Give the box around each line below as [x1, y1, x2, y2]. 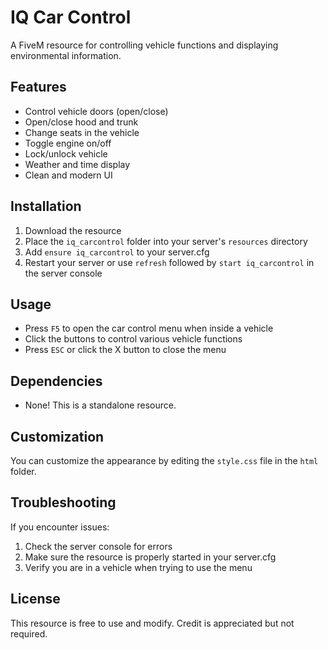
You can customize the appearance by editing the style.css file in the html [10, 455, 319, 466]
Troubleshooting [10, 494, 117, 511]
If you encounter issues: [10, 521, 110, 533]
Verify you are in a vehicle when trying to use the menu [24, 561, 253, 573]
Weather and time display [24, 158, 131, 170]
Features [10, 79, 67, 96]
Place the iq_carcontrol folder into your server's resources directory [24, 235, 308, 247]
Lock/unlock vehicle [24, 147, 108, 160]
